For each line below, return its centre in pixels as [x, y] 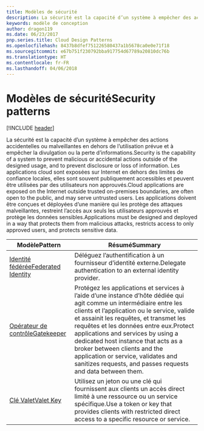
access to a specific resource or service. [132, 419]
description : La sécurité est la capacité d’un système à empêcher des [99, 18]
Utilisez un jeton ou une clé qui [118, 381]
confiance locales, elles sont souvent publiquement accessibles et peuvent [100, 178]
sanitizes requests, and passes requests [132, 364]
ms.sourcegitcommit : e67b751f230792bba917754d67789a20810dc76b [88, 52]
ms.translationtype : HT [36, 57]
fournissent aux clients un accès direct [130, 389]
